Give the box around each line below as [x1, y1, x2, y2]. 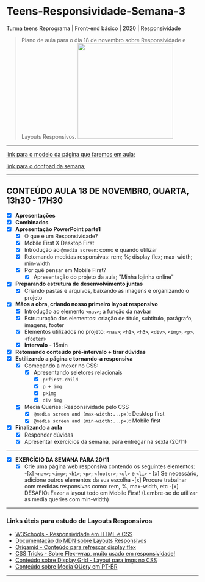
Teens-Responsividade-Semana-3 [6, 4, 186, 18]
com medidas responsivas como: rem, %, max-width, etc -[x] [24, 482, 179, 490]
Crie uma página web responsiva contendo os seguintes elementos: [24, 463, 195, 470]
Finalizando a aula [15, 424, 63, 432]
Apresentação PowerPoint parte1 [15, 225, 101, 233]
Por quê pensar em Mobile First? [24, 267, 107, 274]
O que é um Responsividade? [24, 232, 98, 240]
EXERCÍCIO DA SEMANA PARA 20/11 [15, 455, 109, 463]
